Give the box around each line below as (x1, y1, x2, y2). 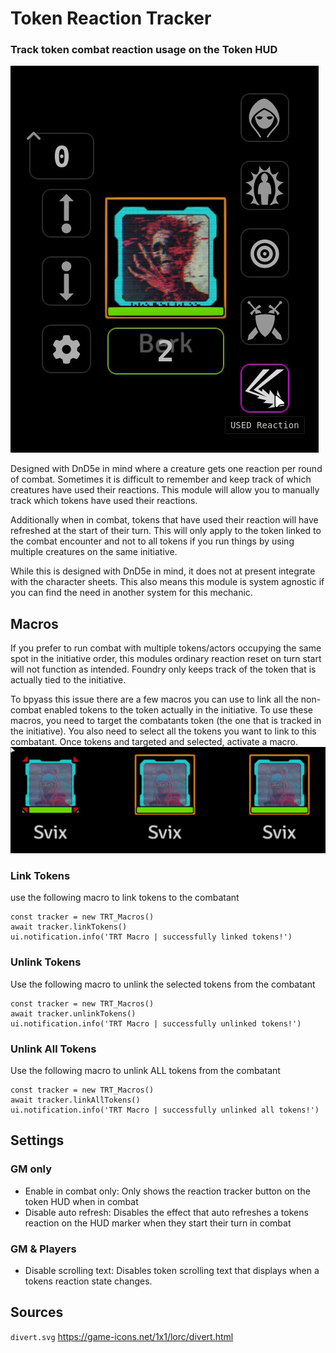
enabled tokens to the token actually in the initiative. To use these (43, 704, 313, 716)
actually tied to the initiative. (10, 674, 127, 686)
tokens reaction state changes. (24, 1275, 153, 1287)
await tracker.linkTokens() (10, 922, 128, 932)
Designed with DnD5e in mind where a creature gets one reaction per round (10, 463, 323, 475)
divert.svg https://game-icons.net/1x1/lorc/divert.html (10, 1330, 234, 1342)
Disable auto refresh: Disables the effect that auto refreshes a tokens (24, 1206, 309, 1218)
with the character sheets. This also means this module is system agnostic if (10, 576, 325, 588)
